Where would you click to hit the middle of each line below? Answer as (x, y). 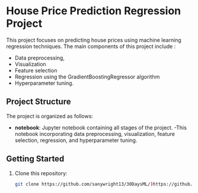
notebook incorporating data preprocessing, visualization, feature (95, 134)
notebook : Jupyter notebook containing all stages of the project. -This (100, 127)
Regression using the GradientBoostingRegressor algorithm (87, 77)
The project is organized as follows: (50, 116)
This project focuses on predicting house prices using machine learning (94, 40)
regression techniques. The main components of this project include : (91, 46)
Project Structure (39, 102)
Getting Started (35, 159)
